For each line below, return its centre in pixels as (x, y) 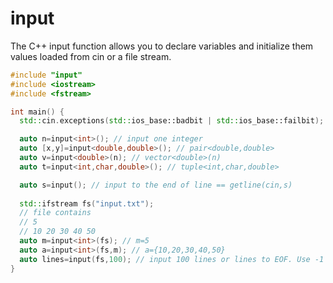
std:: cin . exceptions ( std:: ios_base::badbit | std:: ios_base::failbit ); (172, 121)
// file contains (55, 213)
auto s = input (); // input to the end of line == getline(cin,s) (156, 185)
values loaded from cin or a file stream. (91, 56)
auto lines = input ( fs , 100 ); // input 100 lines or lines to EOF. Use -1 (172, 259)
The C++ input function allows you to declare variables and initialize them (162, 46)
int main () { (37, 112)
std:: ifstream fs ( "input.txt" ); (87, 203)
